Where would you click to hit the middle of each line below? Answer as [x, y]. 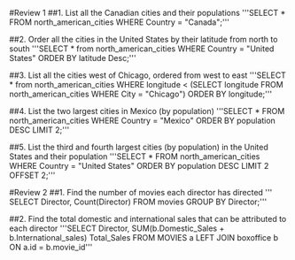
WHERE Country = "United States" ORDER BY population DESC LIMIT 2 [139, 166]
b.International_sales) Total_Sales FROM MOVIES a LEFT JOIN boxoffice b [144, 237]
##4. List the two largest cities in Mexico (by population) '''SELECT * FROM [147, 111]
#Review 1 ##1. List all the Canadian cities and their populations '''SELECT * [147, 13]
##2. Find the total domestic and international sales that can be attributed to [148, 219]
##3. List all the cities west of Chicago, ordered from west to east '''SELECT [147, 75]
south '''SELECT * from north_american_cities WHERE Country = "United [142, 49]
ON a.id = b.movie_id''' [51, 247]
